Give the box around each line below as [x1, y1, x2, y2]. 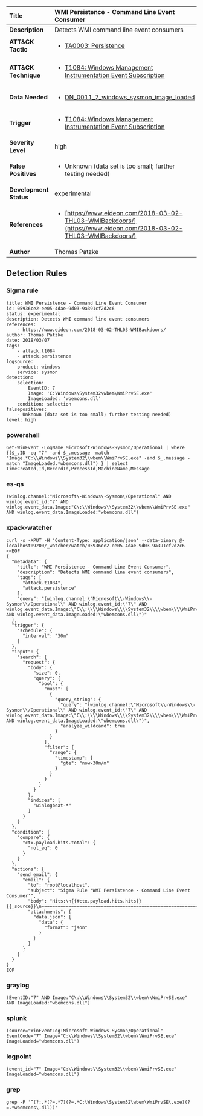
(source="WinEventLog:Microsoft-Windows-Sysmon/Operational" [6, 1027, 164, 1034]
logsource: [6, 358, 34, 364]
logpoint [6, 1052, 31, 1061]
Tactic [9, 45, 28, 53]
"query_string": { [54, 697, 101, 703]
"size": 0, [33, 670, 61, 676]
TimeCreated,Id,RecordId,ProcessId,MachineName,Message [6, 466, 150, 472]
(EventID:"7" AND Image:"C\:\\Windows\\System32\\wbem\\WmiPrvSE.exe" [6, 994, 188, 1001]
